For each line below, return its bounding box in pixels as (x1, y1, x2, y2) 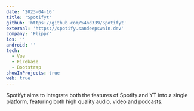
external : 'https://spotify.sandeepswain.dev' (6, 25, 124, 32)
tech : (6, 48, 20, 54)
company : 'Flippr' (6, 31, 52, 37)
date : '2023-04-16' (6, 8, 55, 15)
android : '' (6, 42, 36, 48)
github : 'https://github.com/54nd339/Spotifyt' (6, 20, 127, 26)
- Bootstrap (11, 64, 42, 70)
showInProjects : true (6, 70, 60, 76)
